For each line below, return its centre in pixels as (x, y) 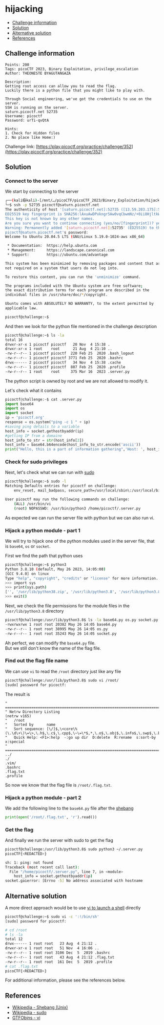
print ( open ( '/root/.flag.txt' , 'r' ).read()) (51, 817)
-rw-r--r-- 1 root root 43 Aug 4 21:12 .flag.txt (60, 957)
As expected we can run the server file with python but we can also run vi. (80, 518)
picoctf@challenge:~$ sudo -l (36, 481)
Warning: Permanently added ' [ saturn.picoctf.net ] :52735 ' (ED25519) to (79, 228)
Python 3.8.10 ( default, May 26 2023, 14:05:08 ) (55, 569)
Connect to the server (32, 181)
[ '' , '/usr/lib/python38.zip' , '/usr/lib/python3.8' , (61, 592)
